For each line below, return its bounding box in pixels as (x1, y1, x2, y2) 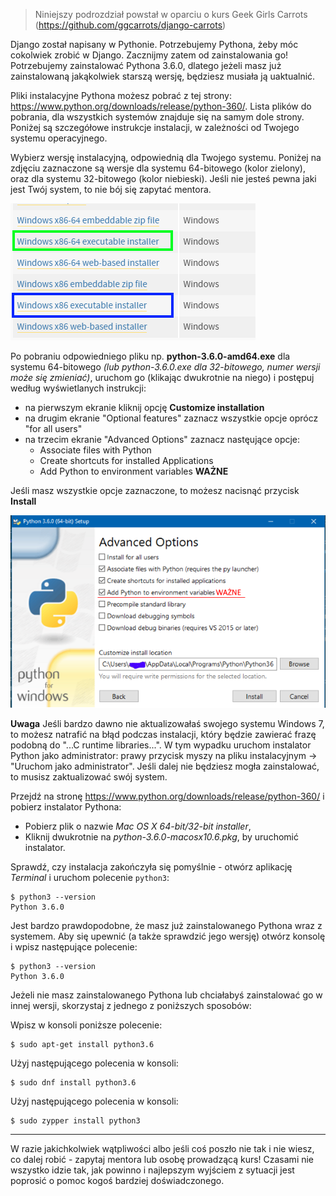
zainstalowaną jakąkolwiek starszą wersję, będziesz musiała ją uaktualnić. (10, 70, 316, 82)
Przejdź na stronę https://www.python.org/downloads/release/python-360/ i (10, 790, 325, 803)
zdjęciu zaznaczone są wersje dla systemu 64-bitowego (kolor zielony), (10, 162, 307, 174)
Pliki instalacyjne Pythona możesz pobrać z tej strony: (10, 90, 233, 101)
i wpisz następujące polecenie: (10, 941, 138, 953)
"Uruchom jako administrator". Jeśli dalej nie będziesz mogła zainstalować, (10, 760, 320, 773)
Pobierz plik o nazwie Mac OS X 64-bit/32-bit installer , (24, 820, 252, 833)
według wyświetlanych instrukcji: (10, 382, 147, 394)
